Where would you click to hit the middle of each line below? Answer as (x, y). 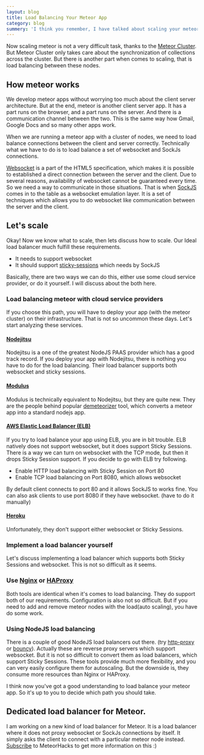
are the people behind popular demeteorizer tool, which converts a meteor (100, 406)
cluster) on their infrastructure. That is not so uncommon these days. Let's (99, 319)
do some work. (25, 613)
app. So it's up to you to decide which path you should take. (81, 692)
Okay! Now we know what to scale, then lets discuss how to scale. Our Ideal (102, 240)
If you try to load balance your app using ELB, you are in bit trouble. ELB (96, 439)
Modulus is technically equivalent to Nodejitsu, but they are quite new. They (101, 399)
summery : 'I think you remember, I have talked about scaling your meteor (103, 29)
